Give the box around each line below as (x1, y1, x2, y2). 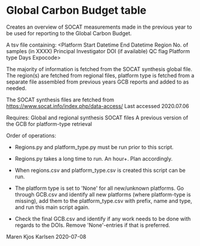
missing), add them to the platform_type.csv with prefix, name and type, (14, 197, 192, 204)
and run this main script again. (14, 204, 90, 211)
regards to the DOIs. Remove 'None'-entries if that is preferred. (14, 222, 170, 229)
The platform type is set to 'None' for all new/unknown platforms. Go (14, 184, 184, 192)
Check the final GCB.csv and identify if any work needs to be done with (14, 215, 191, 222)
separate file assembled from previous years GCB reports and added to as (6, 78, 189, 85)
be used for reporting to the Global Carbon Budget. (6, 29, 132, 36)
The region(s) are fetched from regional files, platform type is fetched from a (6, 72, 195, 79)
